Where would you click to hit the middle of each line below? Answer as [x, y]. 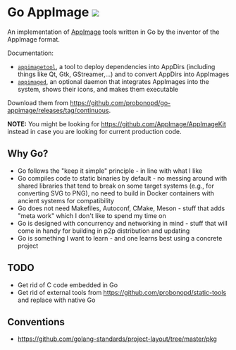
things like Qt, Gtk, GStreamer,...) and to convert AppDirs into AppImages [123, 74]
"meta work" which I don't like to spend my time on [92, 215]
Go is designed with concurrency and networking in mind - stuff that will [122, 223]
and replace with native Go [56, 300]
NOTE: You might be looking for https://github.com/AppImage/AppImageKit [117, 123]
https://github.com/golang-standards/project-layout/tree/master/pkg [117, 339]
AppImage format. [33, 39]
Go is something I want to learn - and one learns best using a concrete [120, 238]
